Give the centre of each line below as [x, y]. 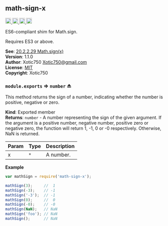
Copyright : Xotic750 [27, 72]
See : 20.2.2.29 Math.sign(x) [35, 51]
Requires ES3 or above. [30, 41]
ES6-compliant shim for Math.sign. [41, 31]
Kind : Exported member [30, 112]
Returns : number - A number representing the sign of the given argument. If [83, 118]
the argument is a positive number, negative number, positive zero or [77, 123]
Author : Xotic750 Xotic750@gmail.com [46, 62]
